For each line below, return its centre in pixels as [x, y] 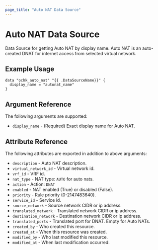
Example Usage [30, 69]
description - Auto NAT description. [49, 163]
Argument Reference [38, 104]
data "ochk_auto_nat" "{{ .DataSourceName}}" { [55, 81]
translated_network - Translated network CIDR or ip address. [75, 211]
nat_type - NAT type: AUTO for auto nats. [53, 179]
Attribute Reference [37, 141]
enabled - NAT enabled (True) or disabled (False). [63, 190]
